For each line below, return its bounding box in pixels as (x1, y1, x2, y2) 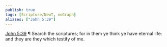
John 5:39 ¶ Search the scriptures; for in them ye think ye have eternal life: (5, 31, 162, 37)
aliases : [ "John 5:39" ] (5, 17, 56, 22)
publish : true (5, 7, 36, 13)
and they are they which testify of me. (5, 36, 85, 42)
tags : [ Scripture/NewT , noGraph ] (5, 12, 76, 17)
